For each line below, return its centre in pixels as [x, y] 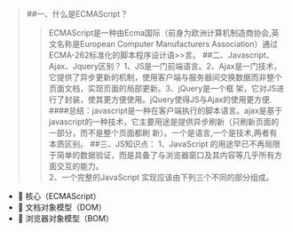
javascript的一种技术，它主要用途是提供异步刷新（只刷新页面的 [164, 122]
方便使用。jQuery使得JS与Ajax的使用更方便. [191, 100]
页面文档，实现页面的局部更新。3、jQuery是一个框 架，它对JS [162, 88]
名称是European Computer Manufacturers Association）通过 [167, 44]
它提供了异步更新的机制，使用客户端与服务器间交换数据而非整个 [165, 77]
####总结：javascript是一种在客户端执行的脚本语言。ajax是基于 [165, 111]
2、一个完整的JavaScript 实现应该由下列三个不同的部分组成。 [161, 177]
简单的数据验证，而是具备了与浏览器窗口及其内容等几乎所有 [166, 155]
